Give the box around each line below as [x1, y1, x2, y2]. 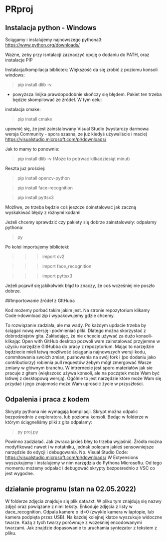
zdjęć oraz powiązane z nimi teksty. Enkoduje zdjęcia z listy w [5, 503, 133, 509]
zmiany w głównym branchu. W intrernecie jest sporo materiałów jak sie [5, 365, 153, 370]
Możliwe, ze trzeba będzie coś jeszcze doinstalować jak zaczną [5, 204, 136, 210]
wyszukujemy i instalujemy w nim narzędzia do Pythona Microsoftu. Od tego [5, 459, 162, 465]
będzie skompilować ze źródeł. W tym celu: [12, 96, 102, 102]
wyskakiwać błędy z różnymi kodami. [5, 209, 82, 215]
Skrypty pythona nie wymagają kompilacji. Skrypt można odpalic [5, 408, 138, 414]
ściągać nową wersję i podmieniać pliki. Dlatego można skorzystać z [5, 327, 146, 333]
